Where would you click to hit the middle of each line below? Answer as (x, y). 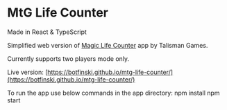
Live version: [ (27, 72)
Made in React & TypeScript (47, 32)
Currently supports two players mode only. (68, 58)
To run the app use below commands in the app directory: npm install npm (113, 93)
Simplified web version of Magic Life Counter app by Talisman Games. (108, 45)
